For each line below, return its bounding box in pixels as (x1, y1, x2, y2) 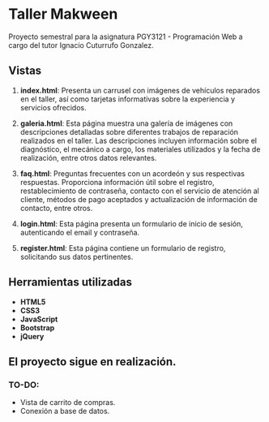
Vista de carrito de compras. (19, 398, 116, 407)
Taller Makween (8, 5, 118, 24)
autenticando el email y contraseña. (19, 227, 140, 237)
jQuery (19, 331, 45, 341)
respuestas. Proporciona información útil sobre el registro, (19, 177, 215, 187)
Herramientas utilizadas (8, 275, 132, 289)
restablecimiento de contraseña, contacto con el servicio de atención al (19, 186, 259, 196)
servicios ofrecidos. (19, 102, 87, 112)
